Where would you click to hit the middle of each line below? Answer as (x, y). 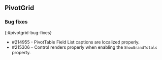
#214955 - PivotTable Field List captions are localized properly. (76, 42)
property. (21, 52)
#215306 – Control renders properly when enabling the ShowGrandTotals (84, 47)
